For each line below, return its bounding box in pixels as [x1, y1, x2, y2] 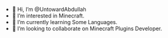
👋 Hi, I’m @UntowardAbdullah [12, 6, 86, 13]
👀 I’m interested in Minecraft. [12, 12, 85, 19]
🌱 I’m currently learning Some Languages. [12, 19, 117, 25]
